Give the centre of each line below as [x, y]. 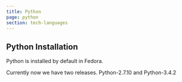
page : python [22, 17]
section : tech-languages [37, 23]
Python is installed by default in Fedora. [55, 61]
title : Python [24, 12]
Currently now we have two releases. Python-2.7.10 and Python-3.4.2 [91, 72]
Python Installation [42, 47]
